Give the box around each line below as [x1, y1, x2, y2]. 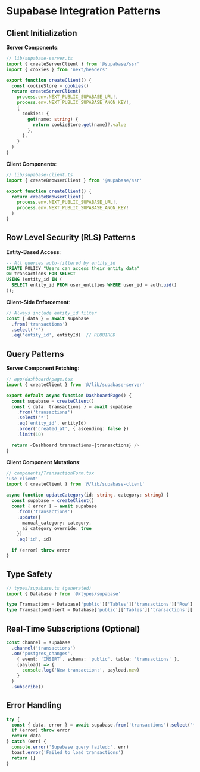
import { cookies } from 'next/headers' [6, 66, 108, 72]
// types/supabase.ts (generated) [6, 585, 92, 591]
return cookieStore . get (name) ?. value [32, 121, 127, 128]
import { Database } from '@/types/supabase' [6, 590, 121, 597]
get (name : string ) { [27, 116, 79, 122]
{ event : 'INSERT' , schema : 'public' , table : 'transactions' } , [17, 656, 180, 662]
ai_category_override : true [21, 525, 92, 531]
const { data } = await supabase [6, 315, 89, 321]
